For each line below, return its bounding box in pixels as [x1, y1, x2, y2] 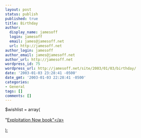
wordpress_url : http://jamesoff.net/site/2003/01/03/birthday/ [5, 66, 137, 71]
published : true [5, 16, 38, 21]
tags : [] [5, 89, 23, 94]
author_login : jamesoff [5, 48, 54, 53]
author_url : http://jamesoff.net [5, 57, 73, 62]
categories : [5, 79, 29, 84]
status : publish [5, 12, 38, 17]
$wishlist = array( [5, 107, 40, 113]
